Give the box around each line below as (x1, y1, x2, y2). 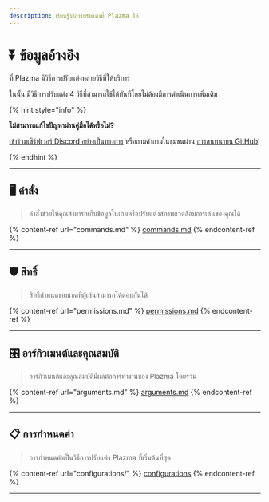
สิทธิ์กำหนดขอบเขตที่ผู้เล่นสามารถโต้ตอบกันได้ (28, 291, 148, 300)
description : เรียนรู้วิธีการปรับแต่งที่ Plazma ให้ (9, 11, 139, 20)
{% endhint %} (9, 152, 58, 162)
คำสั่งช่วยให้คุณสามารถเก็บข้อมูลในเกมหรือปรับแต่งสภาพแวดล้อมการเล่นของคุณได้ (28, 209, 241, 219)
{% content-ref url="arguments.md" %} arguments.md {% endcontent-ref (9, 388, 252, 397)
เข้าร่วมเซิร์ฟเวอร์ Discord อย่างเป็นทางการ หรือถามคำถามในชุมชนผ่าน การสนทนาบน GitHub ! (9, 136, 260, 146)
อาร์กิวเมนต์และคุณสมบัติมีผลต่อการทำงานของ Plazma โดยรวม (28, 372, 196, 381)
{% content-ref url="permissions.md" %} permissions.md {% (9, 306, 211, 316)
